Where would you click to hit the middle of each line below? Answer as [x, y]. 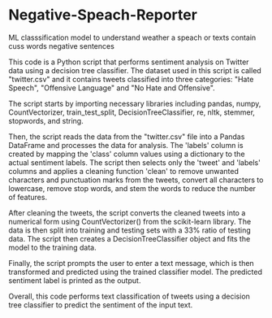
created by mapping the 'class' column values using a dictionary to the [127, 154]
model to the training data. [52, 247]
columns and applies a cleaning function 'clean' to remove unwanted [124, 171]
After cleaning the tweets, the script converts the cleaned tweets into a [127, 212]
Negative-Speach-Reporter [103, 15]
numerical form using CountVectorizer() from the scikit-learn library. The [130, 221]
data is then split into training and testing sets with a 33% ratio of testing [130, 230]
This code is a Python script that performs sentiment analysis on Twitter [129, 62]
